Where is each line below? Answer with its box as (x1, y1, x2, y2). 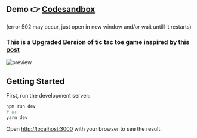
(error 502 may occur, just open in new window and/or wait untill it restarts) (6, 23, 192, 30)
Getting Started (6, 76, 65, 86)
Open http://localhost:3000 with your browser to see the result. (6, 125, 162, 132)
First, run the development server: (6, 92, 90, 99)
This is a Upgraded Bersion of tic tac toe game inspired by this (6, 37, 190, 46)
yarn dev (6, 114, 28, 120)
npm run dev (6, 103, 36, 109)
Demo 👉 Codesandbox (6, 4, 96, 14)
